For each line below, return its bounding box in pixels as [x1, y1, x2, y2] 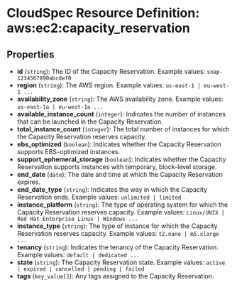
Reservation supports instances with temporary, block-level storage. [16, 163, 217, 171]
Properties [6, 48, 55, 60]
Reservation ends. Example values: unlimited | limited [16, 193, 182, 201]
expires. [16, 178, 40, 186]
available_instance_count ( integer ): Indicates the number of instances [16, 110, 226, 118]
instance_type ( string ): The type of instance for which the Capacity [16, 222, 218, 230]
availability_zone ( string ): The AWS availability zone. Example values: [16, 94, 224, 103]
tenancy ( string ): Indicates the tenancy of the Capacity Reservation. [16, 243, 219, 251]
